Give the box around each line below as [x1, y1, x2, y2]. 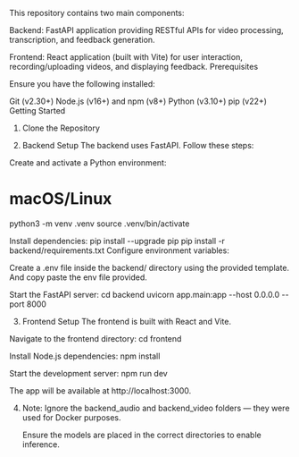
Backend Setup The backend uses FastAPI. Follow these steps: [21, 140, 254, 150]
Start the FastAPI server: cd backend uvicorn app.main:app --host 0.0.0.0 [9, 289, 280, 300]
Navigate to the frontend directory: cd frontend [9, 333, 182, 343]
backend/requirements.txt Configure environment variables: [9, 245, 229, 256]
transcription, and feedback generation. [9, 35, 155, 45]
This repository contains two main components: [9, 8, 185, 18]
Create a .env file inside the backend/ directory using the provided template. [9, 262, 290, 273]
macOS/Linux [9, 189, 112, 209]
